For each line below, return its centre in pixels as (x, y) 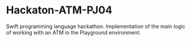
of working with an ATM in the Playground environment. (73, 32)
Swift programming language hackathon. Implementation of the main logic (96, 26)
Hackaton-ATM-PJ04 (59, 10)
